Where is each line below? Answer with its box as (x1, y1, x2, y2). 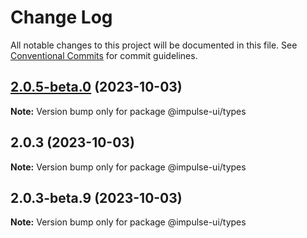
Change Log (10, 6, 113, 29)
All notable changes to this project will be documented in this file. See (10, 39, 298, 51)
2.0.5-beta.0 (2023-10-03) (10, 79, 183, 96)
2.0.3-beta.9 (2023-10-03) (10, 189, 183, 206)
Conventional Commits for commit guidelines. (10, 49, 198, 61)
